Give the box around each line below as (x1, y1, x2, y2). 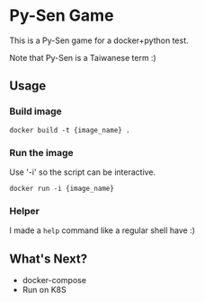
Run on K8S (22, 284, 67, 296)
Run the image (9, 146, 74, 159)
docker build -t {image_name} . (9, 125, 130, 134)
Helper (9, 204, 40, 217)
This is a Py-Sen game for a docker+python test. (9, 35, 189, 46)
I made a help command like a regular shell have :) (9, 225, 196, 236)
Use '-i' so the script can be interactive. (9, 167, 156, 177)
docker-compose (22, 275, 87, 286)
